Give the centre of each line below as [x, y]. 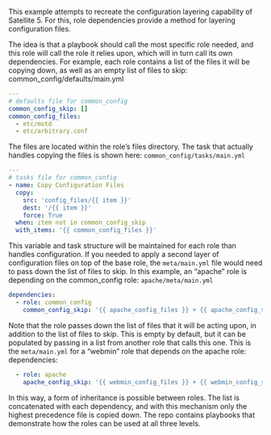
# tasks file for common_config [63, 178]
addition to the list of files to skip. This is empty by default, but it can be [127, 334]
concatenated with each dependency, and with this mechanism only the [128, 406]
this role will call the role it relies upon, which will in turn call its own [121, 53]
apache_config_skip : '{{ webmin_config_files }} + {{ [115, 382]
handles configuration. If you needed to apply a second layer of [114, 255]
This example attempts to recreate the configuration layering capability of [130, 12]
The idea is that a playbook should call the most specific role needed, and [131, 44]
